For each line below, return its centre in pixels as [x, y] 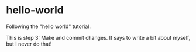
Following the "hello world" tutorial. [48, 26]
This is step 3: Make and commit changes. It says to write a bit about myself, [98, 37]
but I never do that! [29, 44]
